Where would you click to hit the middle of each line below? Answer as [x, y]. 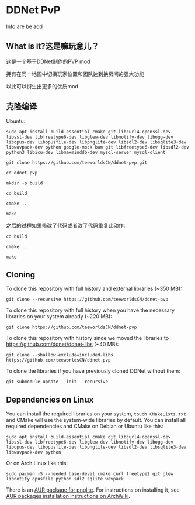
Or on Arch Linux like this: [37, 463]
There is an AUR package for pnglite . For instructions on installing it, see [93, 490]
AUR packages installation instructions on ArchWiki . [68, 496]
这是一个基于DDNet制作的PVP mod [48, 61]
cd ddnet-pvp [22, 173]
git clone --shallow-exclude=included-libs [60, 355]
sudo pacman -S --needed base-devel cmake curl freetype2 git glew [90, 474]
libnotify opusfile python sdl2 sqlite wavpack [65, 479]
